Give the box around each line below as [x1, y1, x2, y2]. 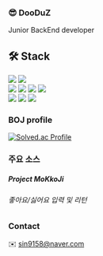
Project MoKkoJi [8, 174, 64, 183]
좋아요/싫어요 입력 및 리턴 [8, 195, 87, 205]
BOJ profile [8, 115, 53, 126]
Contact [8, 220, 40, 231]
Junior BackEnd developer [8, 26, 95, 35]
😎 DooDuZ [8, 7, 51, 18]
